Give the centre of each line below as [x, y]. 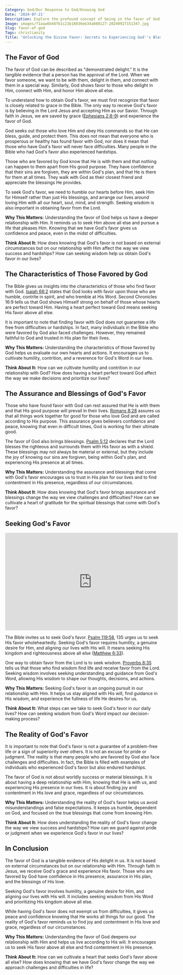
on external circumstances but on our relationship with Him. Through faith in [83, 866]
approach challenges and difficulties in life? [49, 967]
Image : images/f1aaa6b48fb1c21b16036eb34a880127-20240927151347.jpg [77, 24]
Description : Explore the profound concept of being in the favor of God [83, 19]
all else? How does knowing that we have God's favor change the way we [80, 962]
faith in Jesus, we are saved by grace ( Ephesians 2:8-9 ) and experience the [82, 116]
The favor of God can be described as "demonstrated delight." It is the [77, 69]
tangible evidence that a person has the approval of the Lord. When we [77, 74]
